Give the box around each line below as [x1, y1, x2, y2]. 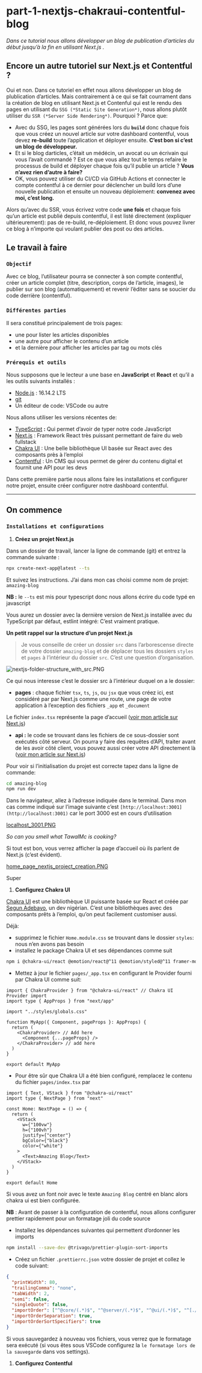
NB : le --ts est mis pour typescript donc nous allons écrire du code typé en [6, 593, 195, 600]
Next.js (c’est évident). [6, 851, 62, 858]
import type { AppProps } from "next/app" [6, 998, 114, 1004]
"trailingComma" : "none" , [11, 1285, 77, 1291]
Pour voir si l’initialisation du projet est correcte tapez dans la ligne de [6, 762, 179, 770]
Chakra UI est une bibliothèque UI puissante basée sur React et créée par [6, 898, 189, 905]
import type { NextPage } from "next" [6, 1096, 103, 1102]
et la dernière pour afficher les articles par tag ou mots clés [14, 344, 162, 351]
